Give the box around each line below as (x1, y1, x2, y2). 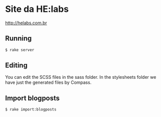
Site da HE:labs (5, 3, 69, 15)
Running (5, 34, 32, 43)
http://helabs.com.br (5, 20, 47, 26)
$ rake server (5, 47, 35, 53)
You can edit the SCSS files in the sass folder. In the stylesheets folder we (5, 74, 157, 80)
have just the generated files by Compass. (5, 79, 92, 85)
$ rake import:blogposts (5, 107, 57, 112)
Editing (5, 61, 28, 70)
